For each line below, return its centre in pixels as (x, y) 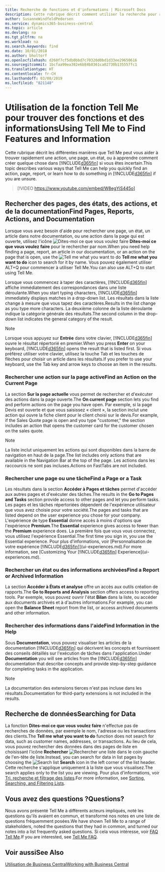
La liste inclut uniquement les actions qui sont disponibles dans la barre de (81, 450)
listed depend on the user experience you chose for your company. (73, 515)
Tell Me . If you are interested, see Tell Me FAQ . (52, 837)
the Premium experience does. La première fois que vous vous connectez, (81, 531)
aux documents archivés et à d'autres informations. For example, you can (79, 602)
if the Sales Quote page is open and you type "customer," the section (75, 420)
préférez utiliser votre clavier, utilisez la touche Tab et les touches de (74, 354)
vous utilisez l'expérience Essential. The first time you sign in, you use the (79, 536)
